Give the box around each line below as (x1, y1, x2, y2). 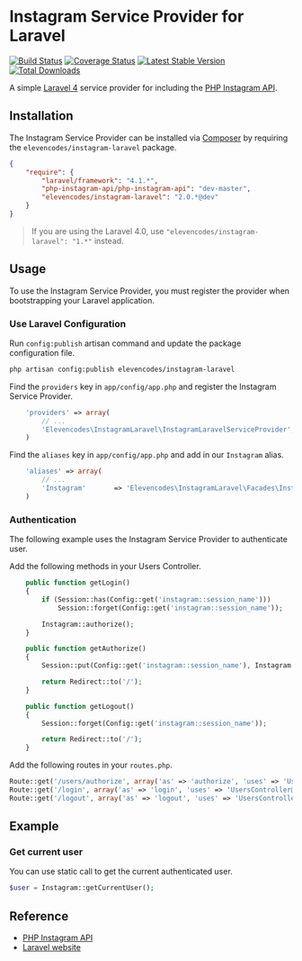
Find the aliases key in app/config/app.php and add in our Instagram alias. (9, 449, 285, 460)
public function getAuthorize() (25, 644, 147, 654)
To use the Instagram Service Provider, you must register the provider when (9, 286, 290, 296)
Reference (9, 908, 69, 924)
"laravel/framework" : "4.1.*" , (41, 176, 159, 186)
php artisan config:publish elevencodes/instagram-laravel (9, 365, 235, 374)
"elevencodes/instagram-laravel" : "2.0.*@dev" (41, 193, 219, 202)
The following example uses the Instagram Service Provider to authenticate (9, 534, 288, 545)
